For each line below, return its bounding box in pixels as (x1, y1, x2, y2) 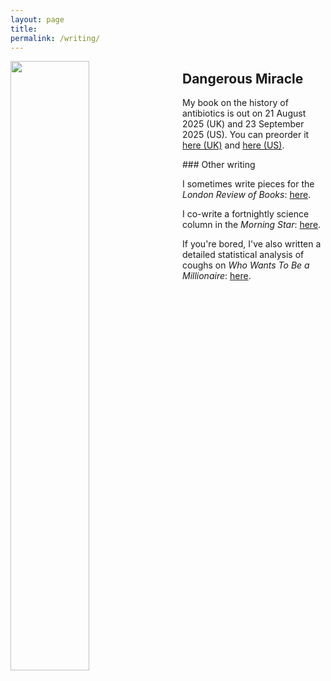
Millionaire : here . (182, 270, 252, 282)
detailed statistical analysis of (182, 249, 305, 261)
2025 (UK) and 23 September (182, 118, 305, 130)
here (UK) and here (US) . (182, 139, 285, 151)
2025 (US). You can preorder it (182, 129, 310, 141)
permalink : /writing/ (10, 33, 101, 43)
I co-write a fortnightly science (182, 208, 310, 220)
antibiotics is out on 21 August (182, 107, 307, 120)
